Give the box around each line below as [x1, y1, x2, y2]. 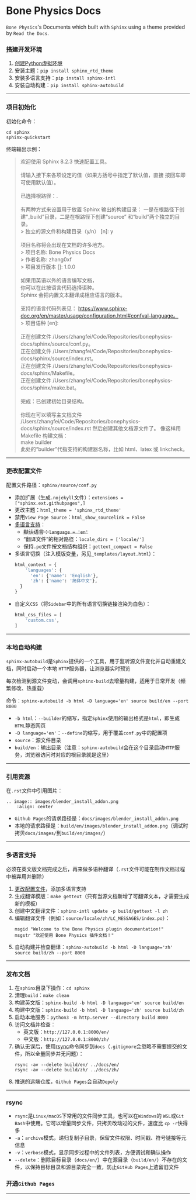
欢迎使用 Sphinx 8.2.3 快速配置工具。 [20, 158, 110, 165]
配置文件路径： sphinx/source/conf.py [6, 481, 97, 488]
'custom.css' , [25, 617, 60, 623]
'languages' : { [25, 567, 62, 573]
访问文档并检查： [14, 1020, 56, 1027]
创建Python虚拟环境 [14, 60, 63, 67]
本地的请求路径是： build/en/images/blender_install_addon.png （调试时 [14, 822, 188, 829]
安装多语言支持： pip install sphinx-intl [14, 74, 116, 81]
